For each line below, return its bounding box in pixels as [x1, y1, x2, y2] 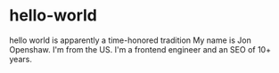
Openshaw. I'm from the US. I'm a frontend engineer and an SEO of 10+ [9, 44, 272, 54]
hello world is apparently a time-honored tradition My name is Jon [9, 35, 251, 45]
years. [9, 53, 33, 64]
